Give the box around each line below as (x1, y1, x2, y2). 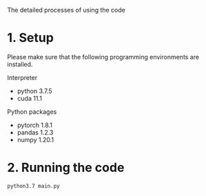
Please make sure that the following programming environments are (7, 52, 200, 61)
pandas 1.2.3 (17, 128, 54, 137)
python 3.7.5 (17, 86, 53, 95)
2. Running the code (7, 160, 125, 175)
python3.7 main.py (7, 182, 60, 189)
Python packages (7, 107, 57, 116)
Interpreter (7, 73, 38, 81)
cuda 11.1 (17, 94, 43, 102)
